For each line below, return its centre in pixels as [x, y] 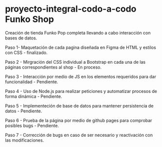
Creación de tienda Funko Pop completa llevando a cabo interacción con [78, 33]
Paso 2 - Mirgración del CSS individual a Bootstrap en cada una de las [75, 62]
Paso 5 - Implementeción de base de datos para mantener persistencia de [79, 106]
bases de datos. [21, 38]
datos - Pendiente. [24, 111]
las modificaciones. [25, 140]
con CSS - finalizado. [26, 53]
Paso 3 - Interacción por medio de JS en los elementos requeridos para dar [81, 76]
